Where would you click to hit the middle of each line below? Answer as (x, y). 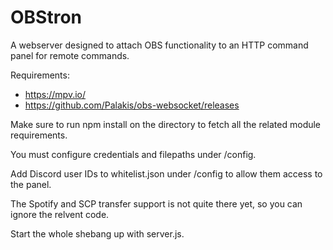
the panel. (31, 184)
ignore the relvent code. (60, 214)
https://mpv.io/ (55, 94)
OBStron (46, 17)
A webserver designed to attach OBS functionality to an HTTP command (159, 45)
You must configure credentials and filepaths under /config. (133, 154)
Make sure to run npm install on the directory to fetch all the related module (166, 124)
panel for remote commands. (70, 55)
